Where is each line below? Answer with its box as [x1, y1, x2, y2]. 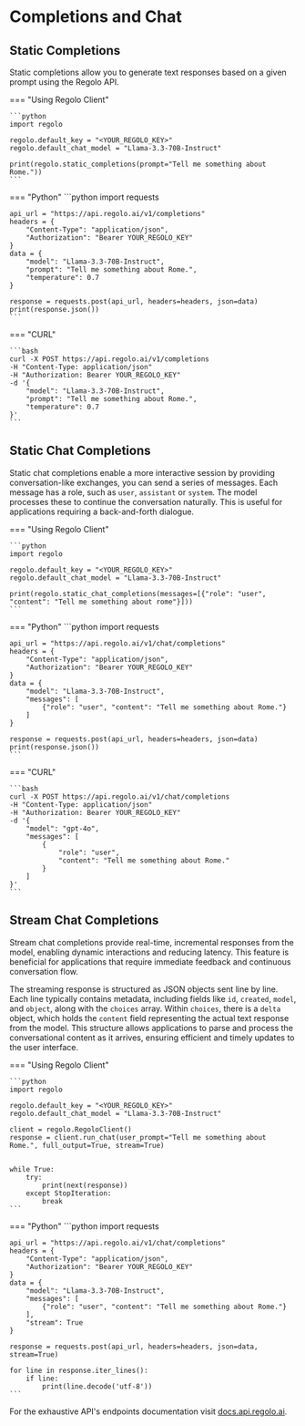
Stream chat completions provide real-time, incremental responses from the [9, 936, 294, 947]
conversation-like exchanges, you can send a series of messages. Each [9, 477, 279, 488]
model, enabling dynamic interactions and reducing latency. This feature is [9, 946, 290, 957]
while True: [9, 1164, 55, 1173]
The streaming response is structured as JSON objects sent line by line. [9, 983, 279, 995]
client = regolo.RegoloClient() [9, 1124, 132, 1134]
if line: [25, 1374, 59, 1383]
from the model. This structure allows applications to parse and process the [9, 1022, 294, 1033]
